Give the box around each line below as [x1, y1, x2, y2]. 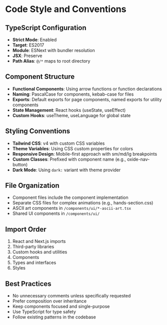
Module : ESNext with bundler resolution [12, 48, 95, 53]
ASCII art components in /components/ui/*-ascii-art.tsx [12, 205, 131, 211]
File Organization [5, 181, 60, 190]
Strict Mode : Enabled [12, 37, 57, 43]
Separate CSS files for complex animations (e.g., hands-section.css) [12, 200, 153, 206]
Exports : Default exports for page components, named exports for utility [12, 96, 162, 102]
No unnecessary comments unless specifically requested [12, 293, 131, 299]
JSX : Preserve [12, 53, 42, 59]
